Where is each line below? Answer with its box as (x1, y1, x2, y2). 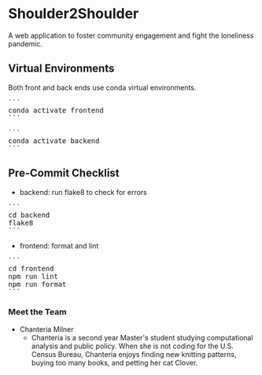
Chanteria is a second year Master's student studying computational (31, 333, 253, 342)
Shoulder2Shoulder (8, 5, 139, 23)
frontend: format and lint (19, 241, 99, 250)
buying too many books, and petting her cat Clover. (31, 358, 198, 367)
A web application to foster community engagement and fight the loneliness (8, 31, 254, 40)
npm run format (8, 280, 67, 289)
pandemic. (8, 39, 43, 48)
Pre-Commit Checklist (8, 167, 120, 180)
